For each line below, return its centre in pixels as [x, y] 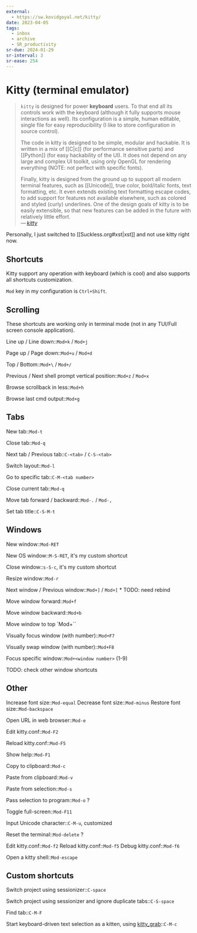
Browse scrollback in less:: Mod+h [45, 387]
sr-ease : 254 [22, 61]
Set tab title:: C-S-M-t [31, 511]
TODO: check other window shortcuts [52, 670]
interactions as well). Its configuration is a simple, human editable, [101, 119]
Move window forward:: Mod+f [41, 601]
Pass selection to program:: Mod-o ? [48, 800]
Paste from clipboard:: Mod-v [40, 777]
